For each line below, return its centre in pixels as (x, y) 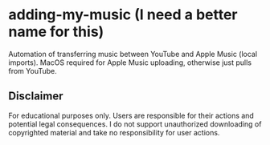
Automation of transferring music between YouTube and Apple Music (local (133, 54)
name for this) (56, 32)
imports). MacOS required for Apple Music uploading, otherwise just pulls (130, 62)
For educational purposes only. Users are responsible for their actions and (131, 115)
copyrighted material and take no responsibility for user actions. (114, 132)
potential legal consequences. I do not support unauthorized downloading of (135, 124)
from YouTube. (33, 70)
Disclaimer (36, 97)
